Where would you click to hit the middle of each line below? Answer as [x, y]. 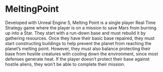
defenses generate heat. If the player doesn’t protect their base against [77, 59]
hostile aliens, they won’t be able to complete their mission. [65, 64]
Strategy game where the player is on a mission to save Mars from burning [81, 27]
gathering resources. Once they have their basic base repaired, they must [80, 38]
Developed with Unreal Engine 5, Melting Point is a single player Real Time [81, 23]
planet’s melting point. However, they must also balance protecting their [78, 48]
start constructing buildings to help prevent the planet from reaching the [78, 43]
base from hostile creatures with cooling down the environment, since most [82, 54]
